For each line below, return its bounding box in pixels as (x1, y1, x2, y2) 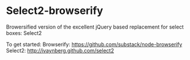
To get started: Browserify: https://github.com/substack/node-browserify (6, 41, 182, 48)
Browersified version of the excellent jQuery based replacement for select (6, 23, 184, 30)
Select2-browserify (6, 4, 103, 17)
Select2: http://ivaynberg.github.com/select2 (6, 47, 114, 54)
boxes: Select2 (6, 29, 42, 36)
